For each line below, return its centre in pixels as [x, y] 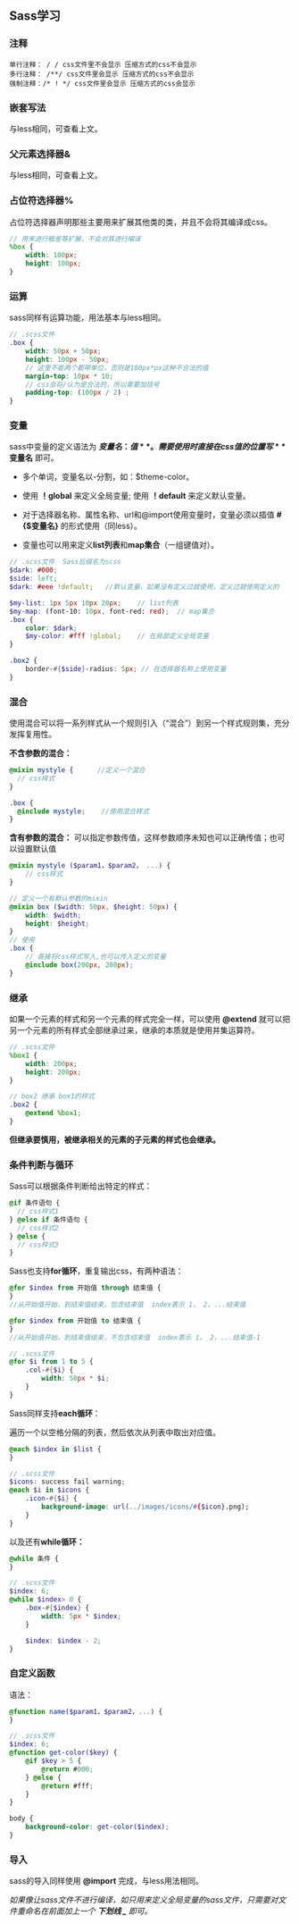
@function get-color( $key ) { [63, 1753]
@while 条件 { [34, 1559]
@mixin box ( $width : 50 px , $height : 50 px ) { [93, 907]
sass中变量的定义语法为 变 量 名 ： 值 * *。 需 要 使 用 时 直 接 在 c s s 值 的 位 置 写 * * [148, 447]
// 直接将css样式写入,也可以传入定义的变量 [96, 957]
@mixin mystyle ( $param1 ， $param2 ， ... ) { [90, 866]
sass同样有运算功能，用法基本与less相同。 [88, 318]
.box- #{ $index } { [58, 1608]
